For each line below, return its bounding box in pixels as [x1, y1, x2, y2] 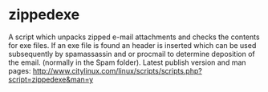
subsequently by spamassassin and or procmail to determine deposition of [8, 49, 255, 58]
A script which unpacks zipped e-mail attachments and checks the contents [8, 32, 260, 42]
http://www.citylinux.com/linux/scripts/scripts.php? [32, 66, 202, 75]
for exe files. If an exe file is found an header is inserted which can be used [8, 40, 257, 50]
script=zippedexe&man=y [8, 74, 94, 84]
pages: [8, 66, 31, 75]
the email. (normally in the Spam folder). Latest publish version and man [8, 58, 246, 67]
